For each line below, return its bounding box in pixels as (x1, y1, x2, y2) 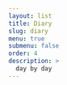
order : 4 (8, 49, 38, 57)
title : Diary (8, 19, 52, 28)
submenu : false (8, 42, 60, 50)
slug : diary (8, 27, 48, 35)
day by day (15, 65, 52, 73)
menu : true (8, 34, 45, 43)
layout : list (8, 11, 52, 20)
